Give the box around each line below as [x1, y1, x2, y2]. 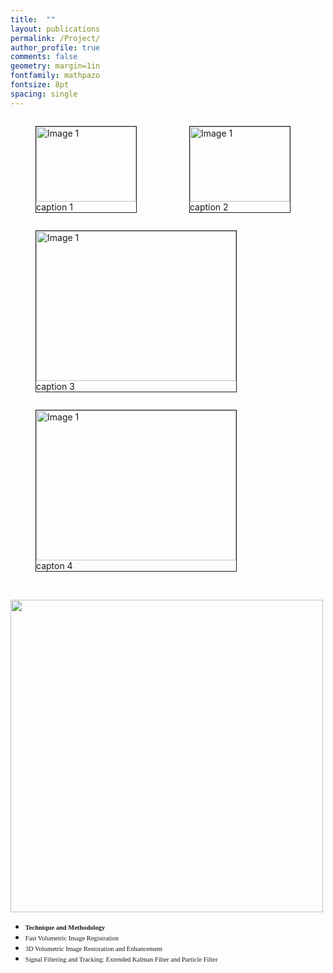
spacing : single [10, 89, 78, 99]
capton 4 [36, 559, 73, 571]
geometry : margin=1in [10, 61, 101, 71]
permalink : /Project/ [10, 33, 101, 43]
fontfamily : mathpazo [10, 71, 101, 81]
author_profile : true [10, 42, 101, 53]
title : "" [10, 14, 56, 25]
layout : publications [10, 24, 101, 34]
